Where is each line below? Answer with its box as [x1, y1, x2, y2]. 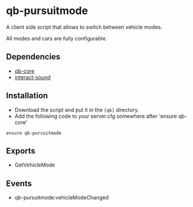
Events [6, 178, 32, 188]
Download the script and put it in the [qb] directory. [14, 106, 140, 113]
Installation [6, 91, 48, 101]
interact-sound [14, 73, 51, 80]
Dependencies [6, 52, 60, 62]
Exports [6, 145, 36, 156]
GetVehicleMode [14, 161, 55, 168]
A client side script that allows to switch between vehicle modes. [6, 23, 162, 30]
